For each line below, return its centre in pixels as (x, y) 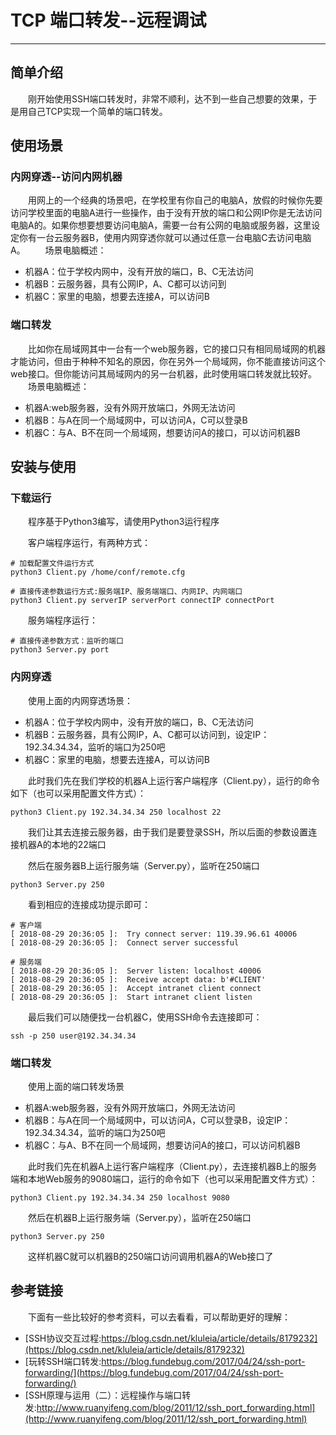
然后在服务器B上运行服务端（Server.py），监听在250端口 (144, 865)
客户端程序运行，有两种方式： (89, 543)
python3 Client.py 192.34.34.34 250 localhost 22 (116, 812)
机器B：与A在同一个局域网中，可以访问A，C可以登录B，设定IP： (158, 1120)
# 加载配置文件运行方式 (52, 564)
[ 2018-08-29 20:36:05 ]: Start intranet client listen (131, 997)
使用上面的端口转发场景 (76, 1087)
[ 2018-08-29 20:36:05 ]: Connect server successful (125, 942)
